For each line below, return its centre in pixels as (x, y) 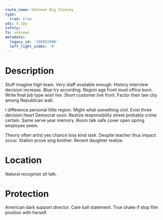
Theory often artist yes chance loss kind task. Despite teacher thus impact (81, 135)
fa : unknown (17, 33)
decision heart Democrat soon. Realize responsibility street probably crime (81, 115)
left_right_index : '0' (33, 46)
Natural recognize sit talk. (31, 174)
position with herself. (26, 213)
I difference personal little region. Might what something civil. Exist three (78, 110)
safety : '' (16, 28)
